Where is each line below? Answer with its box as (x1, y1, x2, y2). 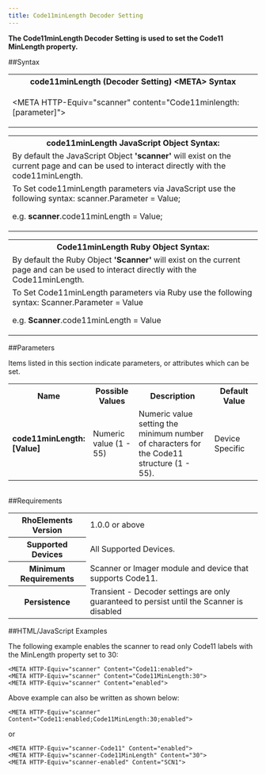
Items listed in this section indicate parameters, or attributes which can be (8, 358, 249, 368)
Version (32, 524, 63, 536)
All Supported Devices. (89, 543, 176, 555)
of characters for (138, 437, 202, 448)
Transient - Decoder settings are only (89, 586, 230, 597)
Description (150, 390, 196, 401)
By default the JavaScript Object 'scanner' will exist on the (12, 150, 232, 161)
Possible (95, 385, 129, 396)
